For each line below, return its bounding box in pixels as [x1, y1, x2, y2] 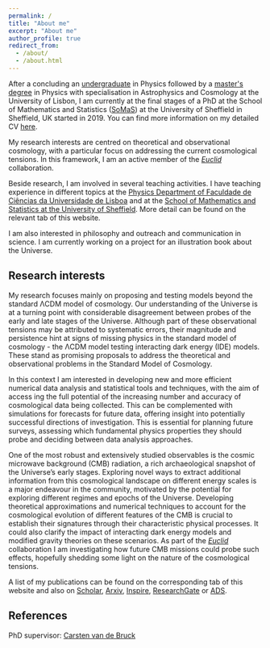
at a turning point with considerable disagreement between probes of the [8, 307, 251, 317]
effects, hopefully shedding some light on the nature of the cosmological [8, 553, 250, 563]
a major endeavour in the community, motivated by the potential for [8, 484, 232, 494]
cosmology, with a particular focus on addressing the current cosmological [8, 146, 258, 156]
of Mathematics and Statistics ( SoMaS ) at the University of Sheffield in [8, 104, 243, 114]
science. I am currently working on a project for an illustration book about [8, 237, 252, 247]
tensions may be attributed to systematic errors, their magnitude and [8, 324, 236, 334]
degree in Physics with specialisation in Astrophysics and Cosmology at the [8, 87, 260, 97]
